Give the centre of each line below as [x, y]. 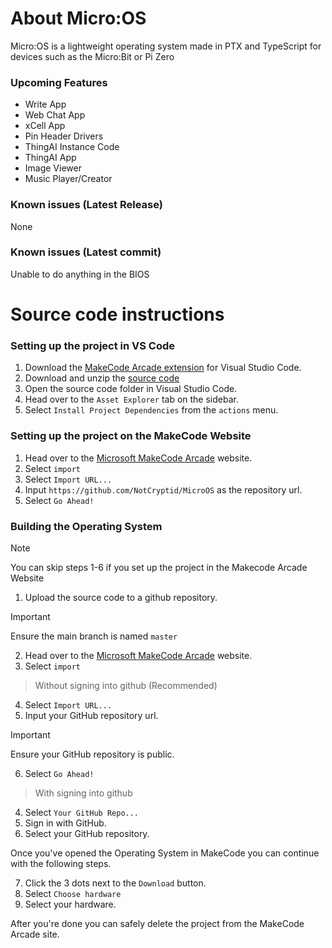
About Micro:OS [78, 18]
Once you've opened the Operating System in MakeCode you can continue [165, 853]
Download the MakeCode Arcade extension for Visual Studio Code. [163, 368]
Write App [45, 104]
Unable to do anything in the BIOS [80, 274]
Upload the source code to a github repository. [121, 597]
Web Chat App [55, 115]
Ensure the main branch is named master [94, 636]
